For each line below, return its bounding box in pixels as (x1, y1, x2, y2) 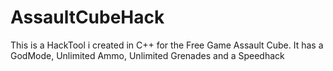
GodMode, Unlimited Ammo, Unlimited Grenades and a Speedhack (10, 49, 285, 61)
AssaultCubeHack (10, 6, 165, 29)
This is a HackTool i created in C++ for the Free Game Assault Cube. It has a (10, 39, 324, 51)
